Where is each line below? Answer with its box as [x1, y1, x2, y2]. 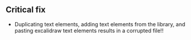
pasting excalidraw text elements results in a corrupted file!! [14, 27, 164, 34]
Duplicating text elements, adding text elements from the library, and [14, 20, 186, 27]
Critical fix [5, 5, 46, 15]
